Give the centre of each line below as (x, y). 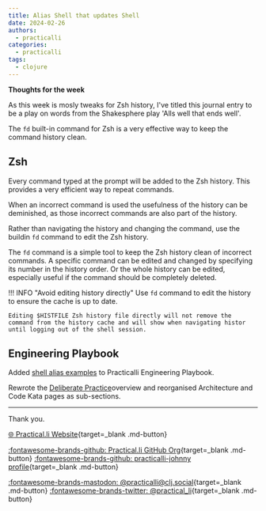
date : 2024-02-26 (37, 23)
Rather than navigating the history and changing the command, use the (124, 228)
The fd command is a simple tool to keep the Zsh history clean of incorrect (130, 252)
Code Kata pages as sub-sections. (65, 396)
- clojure (31, 67)
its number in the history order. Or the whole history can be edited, (117, 269)
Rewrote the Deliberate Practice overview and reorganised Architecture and (131, 388)
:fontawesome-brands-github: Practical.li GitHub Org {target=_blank (118, 450)
